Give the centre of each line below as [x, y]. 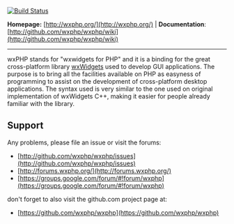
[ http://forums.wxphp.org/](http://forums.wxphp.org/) [94, 170]
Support [25, 126]
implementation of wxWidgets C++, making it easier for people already [109, 96]
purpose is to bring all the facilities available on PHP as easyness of [104, 74]
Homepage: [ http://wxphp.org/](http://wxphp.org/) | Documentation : [107, 24]
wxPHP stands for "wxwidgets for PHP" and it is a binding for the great [109, 59]
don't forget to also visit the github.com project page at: [87, 199]
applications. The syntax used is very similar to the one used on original [110, 89]
